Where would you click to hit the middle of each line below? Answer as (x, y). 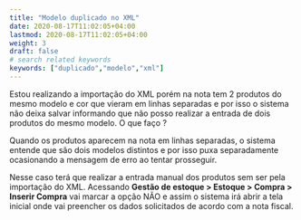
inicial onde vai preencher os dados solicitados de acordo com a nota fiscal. (151, 206)
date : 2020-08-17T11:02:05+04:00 (73, 26)
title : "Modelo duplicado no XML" (75, 18)
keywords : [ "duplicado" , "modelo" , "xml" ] (87, 69)
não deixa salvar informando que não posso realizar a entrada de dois (140, 113)
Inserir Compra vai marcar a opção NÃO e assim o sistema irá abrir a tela (146, 196)
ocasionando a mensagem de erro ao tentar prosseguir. (113, 159)
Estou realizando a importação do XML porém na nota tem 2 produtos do (146, 94)
